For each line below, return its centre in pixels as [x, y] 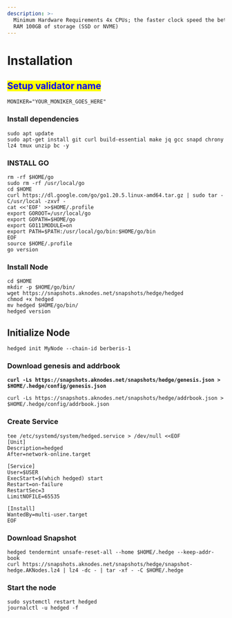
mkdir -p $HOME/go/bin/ [41, 287]
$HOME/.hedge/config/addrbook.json [58, 405]
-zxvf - [55, 201]
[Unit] [17, 442]
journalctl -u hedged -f [43, 608]
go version [23, 249]
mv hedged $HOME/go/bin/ [43, 306]
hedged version [29, 311]
